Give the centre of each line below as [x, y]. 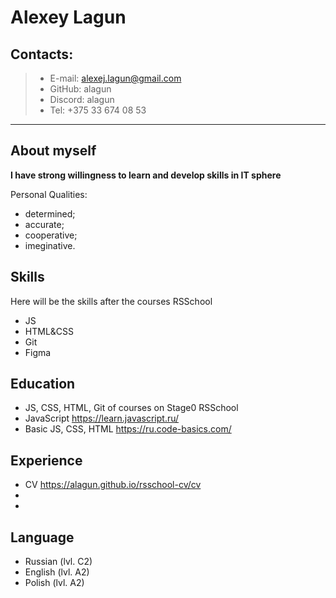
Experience [46, 460]
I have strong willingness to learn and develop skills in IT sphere [146, 175]
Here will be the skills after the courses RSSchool [111, 301]
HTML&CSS [49, 331]
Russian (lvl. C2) [58, 562]
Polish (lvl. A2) [54, 583]
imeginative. [50, 245]
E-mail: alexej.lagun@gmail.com [115, 78]
